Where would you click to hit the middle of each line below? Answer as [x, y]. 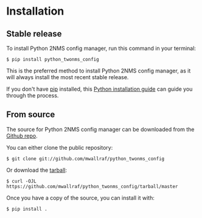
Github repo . [22, 136]
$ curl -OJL [21, 181]
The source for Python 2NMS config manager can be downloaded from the [100, 129]
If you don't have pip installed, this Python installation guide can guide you [99, 89]
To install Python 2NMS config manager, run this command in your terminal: [101, 48]
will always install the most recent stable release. [68, 77]
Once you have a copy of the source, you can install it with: [81, 198]
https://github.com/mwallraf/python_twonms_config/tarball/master [92, 186]
